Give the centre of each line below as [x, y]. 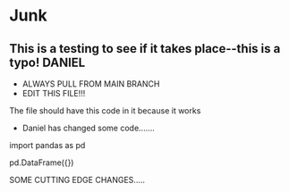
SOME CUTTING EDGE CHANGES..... [77, 180]
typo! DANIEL [47, 62]
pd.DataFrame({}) [42, 163]
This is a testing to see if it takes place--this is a [145, 49]
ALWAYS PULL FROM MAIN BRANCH [91, 84]
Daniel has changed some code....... [88, 128]
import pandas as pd [47, 145]
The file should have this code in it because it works [105, 111]
